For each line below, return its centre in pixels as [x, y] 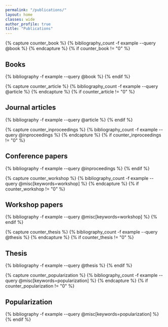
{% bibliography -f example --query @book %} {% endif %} [68, 76]
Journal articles [31, 107]
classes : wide [20, 19]
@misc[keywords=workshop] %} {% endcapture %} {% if [79, 183]
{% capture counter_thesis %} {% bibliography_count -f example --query [81, 232]
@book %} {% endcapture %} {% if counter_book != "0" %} [68, 49]
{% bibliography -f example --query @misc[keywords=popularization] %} [82, 314]
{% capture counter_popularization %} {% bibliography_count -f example [81, 275]
